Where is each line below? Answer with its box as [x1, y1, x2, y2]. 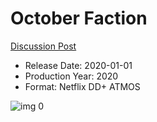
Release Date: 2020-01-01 [24, 59, 133, 71]
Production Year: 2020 [24, 70, 119, 82]
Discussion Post [10, 40, 77, 52]
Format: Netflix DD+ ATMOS [24, 80, 141, 92]
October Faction [10, 7, 148, 30]
